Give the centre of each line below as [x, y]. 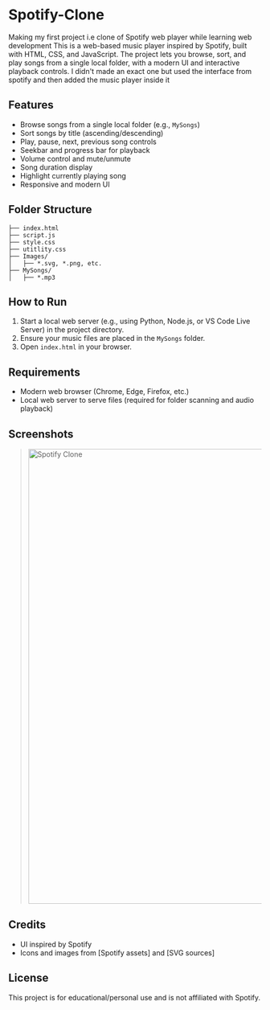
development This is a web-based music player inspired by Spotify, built [128, 45]
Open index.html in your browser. [76, 347]
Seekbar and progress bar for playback [85, 150]
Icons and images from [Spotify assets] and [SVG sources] [117, 953]
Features [31, 105]
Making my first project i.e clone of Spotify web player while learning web [130, 37]
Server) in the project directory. [72, 330]
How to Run [38, 302]
